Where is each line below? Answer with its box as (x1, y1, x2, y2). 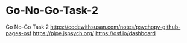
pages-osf (5, 29, 32, 36)
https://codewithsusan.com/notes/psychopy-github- (50, 23, 181, 30)
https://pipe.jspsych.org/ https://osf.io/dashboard (33, 29, 156, 36)
